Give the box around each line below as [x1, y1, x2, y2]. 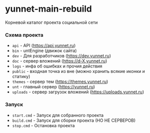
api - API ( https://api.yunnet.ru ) [12, 43, 76, 49]
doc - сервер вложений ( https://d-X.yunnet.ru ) [12, 58, 107, 64]
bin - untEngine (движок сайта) [12, 48, 77, 54]
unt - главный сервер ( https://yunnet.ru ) [12, 84, 95, 90]
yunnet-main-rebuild [5, 3, 92, 15]
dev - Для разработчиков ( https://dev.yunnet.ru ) [12, 53, 111, 59]
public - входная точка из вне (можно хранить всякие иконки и [12, 68, 145, 74]
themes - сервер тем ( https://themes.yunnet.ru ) [12, 79, 108, 84]
